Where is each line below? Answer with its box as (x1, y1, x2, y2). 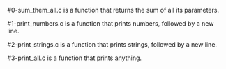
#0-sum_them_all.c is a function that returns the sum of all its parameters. (7, 6, 220, 14)
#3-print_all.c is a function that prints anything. (7, 54, 142, 62)
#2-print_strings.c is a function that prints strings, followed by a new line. (7, 40, 218, 48)
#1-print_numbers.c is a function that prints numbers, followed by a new (7, 20, 214, 27)
